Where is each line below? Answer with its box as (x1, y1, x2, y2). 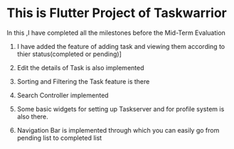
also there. (16, 112, 49, 121)
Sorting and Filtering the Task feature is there (16, 77, 150, 86)
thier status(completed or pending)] (16, 50, 122, 58)
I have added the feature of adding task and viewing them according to (16, 42, 225, 50)
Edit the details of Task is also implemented (16, 63, 144, 72)
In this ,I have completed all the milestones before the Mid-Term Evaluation (6, 28, 225, 37)
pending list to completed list (16, 133, 102, 142)
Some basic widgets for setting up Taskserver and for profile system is (16, 104, 225, 113)
